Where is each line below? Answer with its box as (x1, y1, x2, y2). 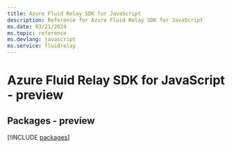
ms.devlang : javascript (7, 36, 76, 43)
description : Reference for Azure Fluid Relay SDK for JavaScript (7, 17, 204, 24)
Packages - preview (7, 115, 95, 126)
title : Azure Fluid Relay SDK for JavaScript (7, 10, 141, 17)
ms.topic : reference (7, 29, 67, 37)
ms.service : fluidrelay (7, 42, 76, 49)
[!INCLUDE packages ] (7, 133, 70, 141)
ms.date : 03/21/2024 (7, 23, 67, 30)
